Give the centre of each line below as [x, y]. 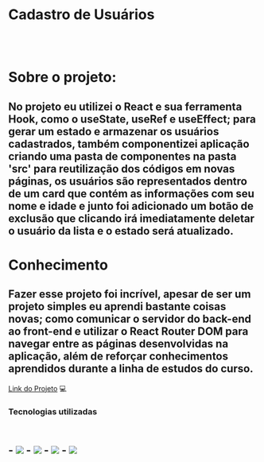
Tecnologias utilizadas [53, 412]
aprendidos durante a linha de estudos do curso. [131, 369]
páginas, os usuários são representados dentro [128, 181]
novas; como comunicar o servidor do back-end [130, 319]
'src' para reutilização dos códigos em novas [122, 169]
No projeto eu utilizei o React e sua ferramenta [125, 106]
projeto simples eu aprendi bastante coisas [117, 307]
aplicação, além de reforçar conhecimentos [118, 357]
